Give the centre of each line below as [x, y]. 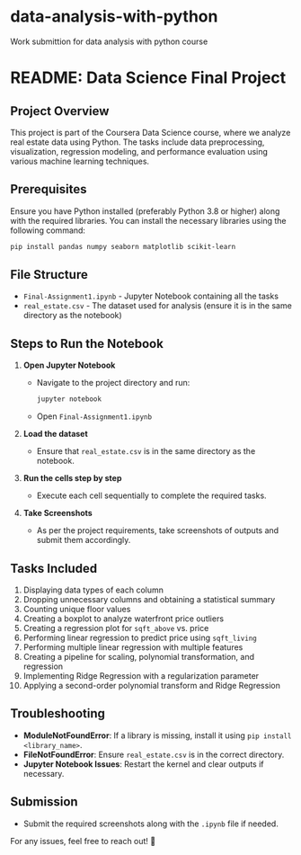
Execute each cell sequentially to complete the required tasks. [152, 495]
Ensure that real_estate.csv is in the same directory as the [146, 451]
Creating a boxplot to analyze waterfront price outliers [123, 619]
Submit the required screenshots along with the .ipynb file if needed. [151, 824]
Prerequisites [49, 189]
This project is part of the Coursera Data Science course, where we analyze [150, 132]
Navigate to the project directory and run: [113, 383]
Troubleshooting [58, 713]
